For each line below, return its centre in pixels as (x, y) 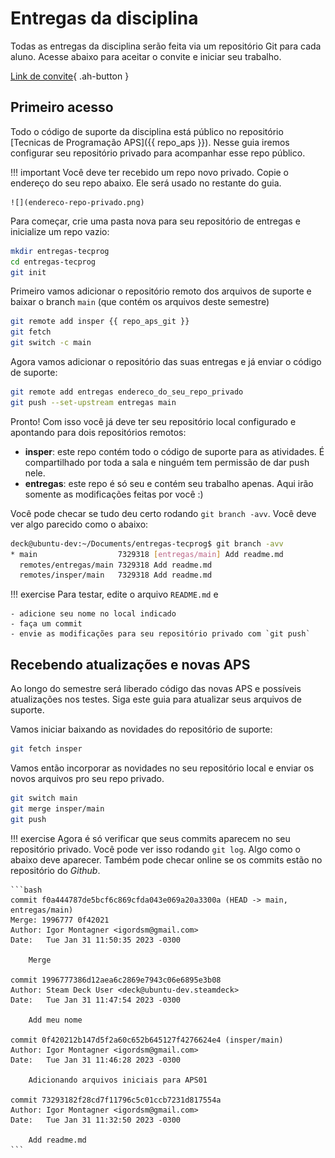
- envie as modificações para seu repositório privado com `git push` (160, 634)
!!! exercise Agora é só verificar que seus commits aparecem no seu (150, 838)
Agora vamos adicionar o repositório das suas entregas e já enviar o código (166, 361)
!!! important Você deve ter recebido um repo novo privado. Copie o (150, 172)
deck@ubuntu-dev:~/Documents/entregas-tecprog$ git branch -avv (147, 543)
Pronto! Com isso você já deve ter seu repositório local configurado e (153, 421)
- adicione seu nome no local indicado (93, 614)
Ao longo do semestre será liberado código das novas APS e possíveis (156, 689)
